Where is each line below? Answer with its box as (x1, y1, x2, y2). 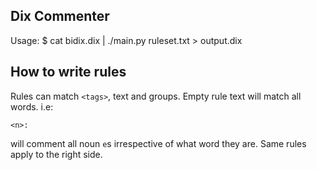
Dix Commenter (10, 8, 110, 25)
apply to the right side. (10, 148, 103, 160)
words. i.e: (10, 100, 54, 113)
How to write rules (10, 64, 127, 81)
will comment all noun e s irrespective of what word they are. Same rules (10, 137, 307, 149)
